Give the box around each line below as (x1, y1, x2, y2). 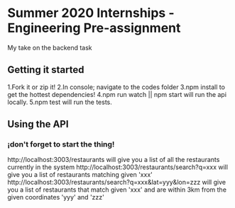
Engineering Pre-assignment (7, 20, 181, 36)
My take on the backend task (7, 43, 92, 52)
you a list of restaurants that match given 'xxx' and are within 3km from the (7, 185, 227, 194)
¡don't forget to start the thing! (7, 139, 115, 149)
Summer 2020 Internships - (7, 5, 175, 21)
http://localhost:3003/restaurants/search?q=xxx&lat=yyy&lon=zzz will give (7, 178, 226, 187)
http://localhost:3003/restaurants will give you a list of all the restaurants (7, 156, 220, 164)
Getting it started (7, 64, 84, 76)
